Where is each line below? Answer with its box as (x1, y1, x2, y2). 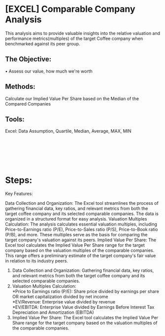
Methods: (5, 82, 35, 91)
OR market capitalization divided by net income (12, 294, 108, 299)
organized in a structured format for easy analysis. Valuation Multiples (5, 216, 147, 222)
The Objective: (5, 55, 52, 64)
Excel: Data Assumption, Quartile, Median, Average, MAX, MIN (5, 128, 132, 134)
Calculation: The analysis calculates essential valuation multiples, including (5, 221, 158, 227)
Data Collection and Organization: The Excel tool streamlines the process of (5, 200, 159, 206)
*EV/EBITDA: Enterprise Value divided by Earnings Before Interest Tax (12, 304, 155, 310)
